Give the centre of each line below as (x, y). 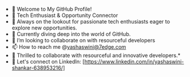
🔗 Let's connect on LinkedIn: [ (48, 61)
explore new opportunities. (44, 28)
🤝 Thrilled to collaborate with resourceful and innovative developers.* (96, 55)
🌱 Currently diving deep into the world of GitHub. (71, 34)
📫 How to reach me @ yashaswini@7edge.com (69, 47)
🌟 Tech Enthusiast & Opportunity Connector (65, 15)
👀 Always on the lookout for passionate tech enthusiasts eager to (91, 21)
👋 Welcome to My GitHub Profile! (52, 9)
